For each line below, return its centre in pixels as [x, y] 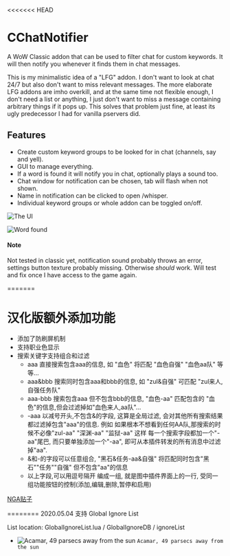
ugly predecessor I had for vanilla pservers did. [74, 113]
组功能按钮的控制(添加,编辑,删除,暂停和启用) [89, 484]
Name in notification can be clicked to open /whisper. [92, 196]
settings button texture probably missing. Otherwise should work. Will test [112, 268]
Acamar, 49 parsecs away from [180, 541]
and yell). [30, 159]
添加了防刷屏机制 [41, 338]
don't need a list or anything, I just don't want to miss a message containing [114, 99]
